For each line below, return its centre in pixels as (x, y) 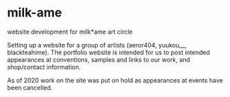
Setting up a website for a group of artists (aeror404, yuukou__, (97, 45)
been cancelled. (30, 87)
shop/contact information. (44, 67)
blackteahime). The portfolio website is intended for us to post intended (108, 52)
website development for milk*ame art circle (70, 32)
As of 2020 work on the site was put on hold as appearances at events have (115, 80)
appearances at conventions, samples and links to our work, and (99, 59)
